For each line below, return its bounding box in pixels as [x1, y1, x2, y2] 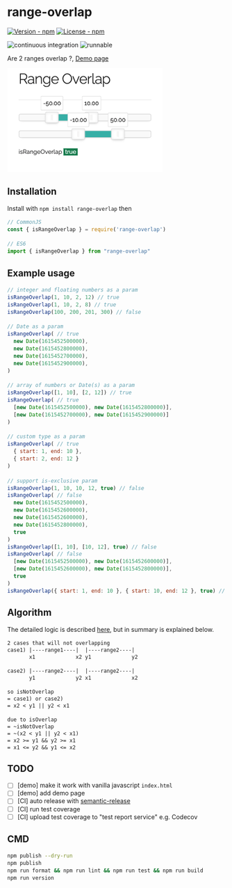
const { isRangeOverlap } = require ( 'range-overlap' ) [7, 225, 167, 233]
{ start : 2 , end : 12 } [13, 455, 79, 463]
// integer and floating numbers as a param [7, 286, 138, 293]
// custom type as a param [7, 433, 85, 441]
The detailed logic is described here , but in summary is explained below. [7, 625, 214, 633]
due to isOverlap [7, 716, 58, 723]
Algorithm [7, 607, 52, 619]
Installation [7, 186, 57, 198]
